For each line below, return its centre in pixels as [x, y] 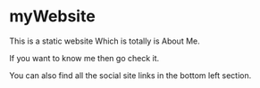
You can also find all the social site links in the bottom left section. [130, 75]
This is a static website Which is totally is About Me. [105, 41]
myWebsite [52, 16]
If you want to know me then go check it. [84, 58]
